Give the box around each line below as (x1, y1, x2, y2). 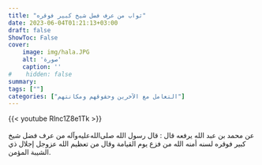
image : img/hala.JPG (22, 48, 90, 56)
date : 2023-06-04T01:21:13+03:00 (8, 19, 118, 27)
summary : (8, 77, 37, 85)
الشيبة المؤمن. (8, 148, 51, 157)
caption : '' (22, 63, 62, 71)
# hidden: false (8, 70, 73, 78)
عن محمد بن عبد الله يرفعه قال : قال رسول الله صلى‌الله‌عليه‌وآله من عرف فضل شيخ (8, 131, 255, 141)
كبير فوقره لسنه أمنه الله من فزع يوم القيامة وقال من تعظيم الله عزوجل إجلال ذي (8, 139, 246, 148)
